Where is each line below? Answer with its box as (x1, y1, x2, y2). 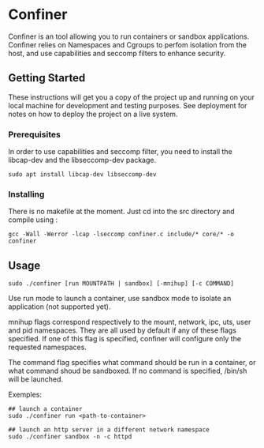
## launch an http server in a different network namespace (8, 426, 210, 434)
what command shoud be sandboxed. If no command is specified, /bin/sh (8, 366, 247, 376)
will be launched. (8, 375, 64, 384)
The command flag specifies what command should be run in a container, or (8, 358, 256, 367)
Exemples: (8, 390, 42, 400)
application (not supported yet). (8, 302, 111, 311)
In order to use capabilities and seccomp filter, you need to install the (8, 147, 232, 156)
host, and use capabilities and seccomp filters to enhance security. (8, 48, 226, 58)
